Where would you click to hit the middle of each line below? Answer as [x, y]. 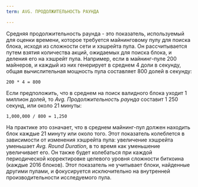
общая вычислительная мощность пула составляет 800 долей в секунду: [99, 71]
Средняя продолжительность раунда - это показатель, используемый [95, 34]
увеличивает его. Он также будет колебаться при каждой [79, 152]
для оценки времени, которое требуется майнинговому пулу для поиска [98, 40]
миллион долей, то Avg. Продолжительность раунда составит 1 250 [92, 99]
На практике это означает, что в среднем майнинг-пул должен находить [98, 127]
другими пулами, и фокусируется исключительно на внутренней [88, 171]
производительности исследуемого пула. [59, 177]
